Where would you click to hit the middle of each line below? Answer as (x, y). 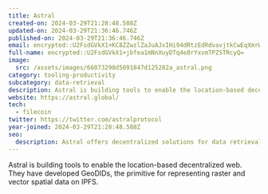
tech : (17, 105)
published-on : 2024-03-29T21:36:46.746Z (77, 38)
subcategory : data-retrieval (57, 82)
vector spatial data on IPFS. (53, 181)
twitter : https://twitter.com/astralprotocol (85, 120)
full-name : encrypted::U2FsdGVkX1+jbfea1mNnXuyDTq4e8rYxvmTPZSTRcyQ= (126, 53)
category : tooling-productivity (62, 75)
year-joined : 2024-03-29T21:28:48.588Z (75, 127)
